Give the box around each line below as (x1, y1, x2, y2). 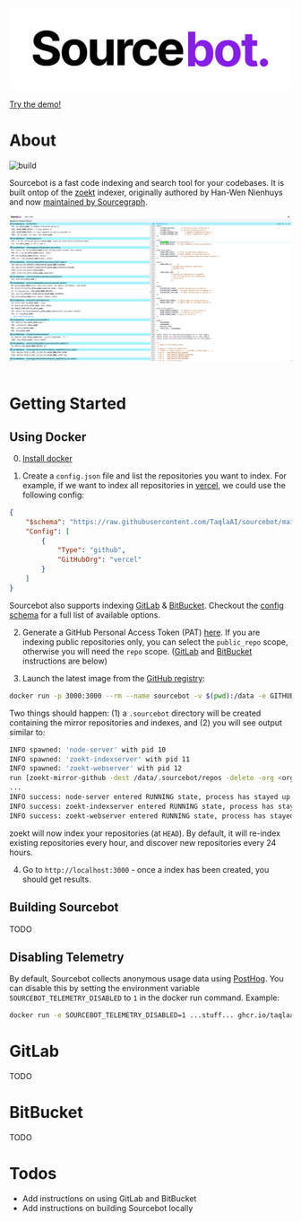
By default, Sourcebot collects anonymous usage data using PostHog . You (9, 973, 284, 984)
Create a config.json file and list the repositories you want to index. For (21, 470, 287, 481)
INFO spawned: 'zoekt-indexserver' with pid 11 (9, 754, 191, 764)
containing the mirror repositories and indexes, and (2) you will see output (9, 716, 282, 728)
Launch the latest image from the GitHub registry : (21, 673, 206, 683)
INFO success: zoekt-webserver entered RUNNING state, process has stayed (9, 811, 295, 821)
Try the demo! (9, 99, 61, 110)
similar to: (9, 726, 46, 737)
